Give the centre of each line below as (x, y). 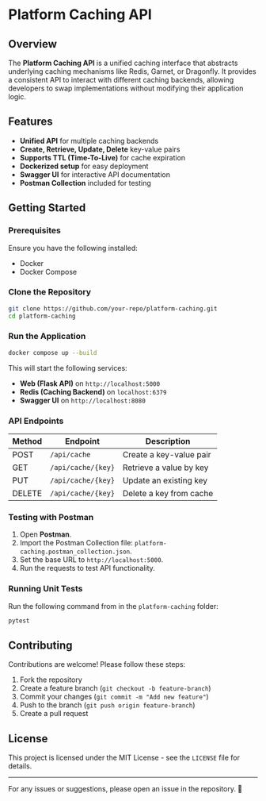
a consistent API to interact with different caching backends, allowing (121, 80)
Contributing (40, 645)
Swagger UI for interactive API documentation (95, 174)
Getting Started (47, 208)
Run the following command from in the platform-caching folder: (114, 606)
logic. (17, 96)
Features (30, 122)
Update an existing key (165, 480)
